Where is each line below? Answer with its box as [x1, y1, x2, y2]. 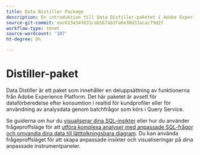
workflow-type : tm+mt [6, 25, 60, 31]
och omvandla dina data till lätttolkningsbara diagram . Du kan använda [6, 129, 179, 137]
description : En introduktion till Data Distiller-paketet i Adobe [6, 14, 177, 20]
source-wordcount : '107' [6, 31, 68, 37]
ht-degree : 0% [6, 36, 42, 42]
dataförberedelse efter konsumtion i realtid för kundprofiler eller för [6, 99, 171, 106]
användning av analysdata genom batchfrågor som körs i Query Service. [6, 105, 185, 113]
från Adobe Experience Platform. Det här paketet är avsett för [6, 93, 157, 100]
